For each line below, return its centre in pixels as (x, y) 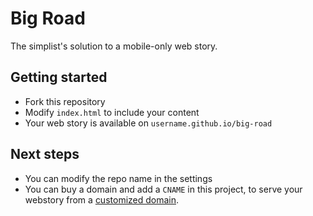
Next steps (45, 154)
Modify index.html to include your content (112, 112)
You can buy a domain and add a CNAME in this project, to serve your (163, 189)
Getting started (59, 77)
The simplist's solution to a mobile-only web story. (114, 46)
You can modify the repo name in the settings (118, 178)
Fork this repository (65, 101)
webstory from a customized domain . (102, 199)
